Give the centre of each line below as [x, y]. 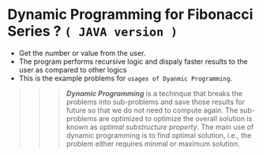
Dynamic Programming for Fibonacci [130, 15]
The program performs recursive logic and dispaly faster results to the [133, 61]
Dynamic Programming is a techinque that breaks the [154, 93]
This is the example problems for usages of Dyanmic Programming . [125, 78]
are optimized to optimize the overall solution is [176, 118]
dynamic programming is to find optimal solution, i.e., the [159, 135]
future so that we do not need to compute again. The [152, 110]
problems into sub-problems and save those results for [156, 102]
